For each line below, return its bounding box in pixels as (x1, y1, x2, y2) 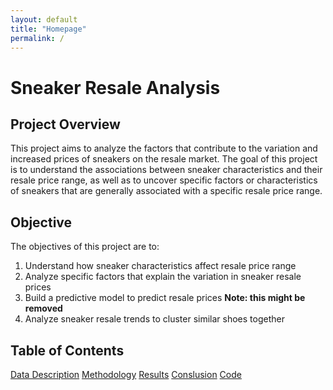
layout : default (10, 14, 78, 25)
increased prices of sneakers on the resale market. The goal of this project (10, 153, 318, 165)
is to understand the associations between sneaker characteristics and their (10, 164, 323, 176)
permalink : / (10, 33, 65, 43)
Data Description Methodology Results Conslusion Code (10, 369, 242, 380)
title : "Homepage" (10, 24, 87, 34)
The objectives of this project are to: (10, 241, 160, 253)
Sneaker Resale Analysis (10, 76, 221, 99)
